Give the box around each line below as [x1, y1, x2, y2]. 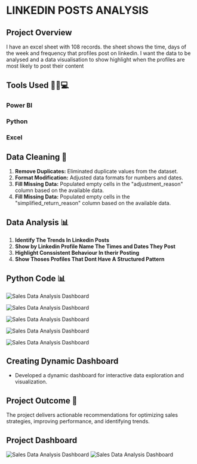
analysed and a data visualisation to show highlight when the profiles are [6, 56, 185, 63]
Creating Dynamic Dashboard [6, 356, 119, 366]
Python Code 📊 [6, 273, 66, 284]
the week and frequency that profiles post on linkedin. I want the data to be [6, 50, 191, 57]
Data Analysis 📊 [6, 218, 69, 228]
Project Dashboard [6, 435, 78, 445]
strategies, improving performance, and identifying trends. [6, 418, 150, 425]
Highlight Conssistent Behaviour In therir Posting [14, 249, 139, 256]
